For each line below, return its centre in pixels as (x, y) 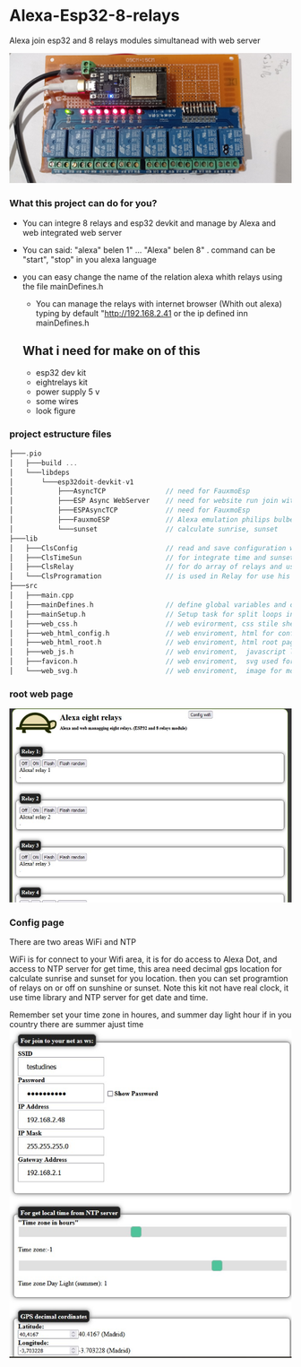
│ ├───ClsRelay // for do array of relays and (146, 567)
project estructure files (60, 434)
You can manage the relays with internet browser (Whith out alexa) (159, 303)
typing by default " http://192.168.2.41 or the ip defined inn (142, 313)
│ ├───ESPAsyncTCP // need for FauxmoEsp (130, 510)
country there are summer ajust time (77, 1025)
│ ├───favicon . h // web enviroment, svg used (144, 662)
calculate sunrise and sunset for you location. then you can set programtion (149, 979)
